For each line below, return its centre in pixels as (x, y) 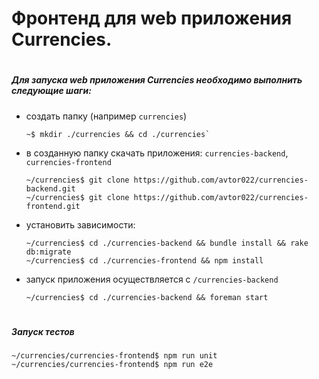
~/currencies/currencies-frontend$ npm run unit (114, 356)
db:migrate (48, 252)
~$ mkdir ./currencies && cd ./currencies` (118, 134)
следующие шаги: (51, 91)
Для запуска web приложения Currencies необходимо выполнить (157, 80)
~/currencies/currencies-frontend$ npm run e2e (112, 365)
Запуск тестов (43, 331)
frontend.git (53, 206)
